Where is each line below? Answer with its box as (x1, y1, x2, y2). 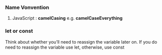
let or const (5, 28, 33, 35)
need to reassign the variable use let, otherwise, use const (5, 44, 125, 50)
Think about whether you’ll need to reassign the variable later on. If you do (5, 39, 158, 45)
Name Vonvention (5, 4, 50, 11)
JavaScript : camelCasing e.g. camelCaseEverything (12, 15, 123, 21)
